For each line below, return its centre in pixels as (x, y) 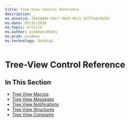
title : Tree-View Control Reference (42, 9)
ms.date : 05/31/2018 (26, 23)
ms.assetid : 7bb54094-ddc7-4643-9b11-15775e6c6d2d (57, 18)
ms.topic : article (24, 27)
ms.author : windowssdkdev (31, 32)
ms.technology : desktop (29, 41)
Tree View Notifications (35, 104)
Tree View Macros (30, 94)
